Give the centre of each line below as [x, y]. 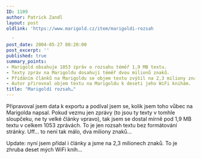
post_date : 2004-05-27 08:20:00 [46, 45]
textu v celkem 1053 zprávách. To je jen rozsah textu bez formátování [92, 125]
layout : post [22, 23]
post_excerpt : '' [28, 51]
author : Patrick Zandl [34, 17]
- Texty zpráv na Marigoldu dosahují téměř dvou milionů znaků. [88, 72]
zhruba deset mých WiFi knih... [44, 149]
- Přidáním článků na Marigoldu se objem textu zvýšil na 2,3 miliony [96, 78]
